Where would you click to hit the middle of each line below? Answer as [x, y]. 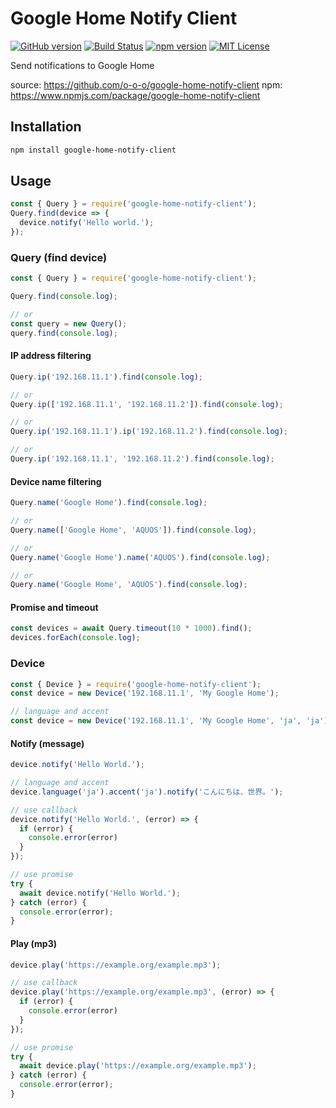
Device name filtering [56, 481]
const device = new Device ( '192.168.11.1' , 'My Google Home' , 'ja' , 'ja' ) [169, 721]
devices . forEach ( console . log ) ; [75, 638]
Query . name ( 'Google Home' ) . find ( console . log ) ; [109, 503]
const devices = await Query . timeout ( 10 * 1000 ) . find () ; [131, 628]
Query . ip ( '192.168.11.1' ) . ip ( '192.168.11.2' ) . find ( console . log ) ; [149, 432]
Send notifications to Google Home [82, 65]
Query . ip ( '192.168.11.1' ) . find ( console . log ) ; [106, 377]
